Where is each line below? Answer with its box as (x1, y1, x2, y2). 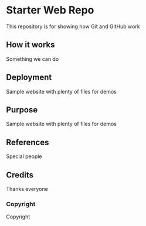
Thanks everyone (6, 186, 49, 192)
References (6, 137, 49, 147)
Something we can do (6, 55, 59, 62)
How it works (6, 40, 55, 50)
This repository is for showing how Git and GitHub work (6, 23, 140, 30)
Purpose (6, 105, 38, 115)
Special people (6, 153, 42, 160)
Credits (6, 170, 34, 180)
